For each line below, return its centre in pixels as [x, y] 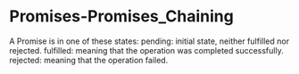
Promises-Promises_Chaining [121, 16]
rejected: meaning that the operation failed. [89, 60]
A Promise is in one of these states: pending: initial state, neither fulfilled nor [149, 41]
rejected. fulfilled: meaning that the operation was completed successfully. [146, 50]
